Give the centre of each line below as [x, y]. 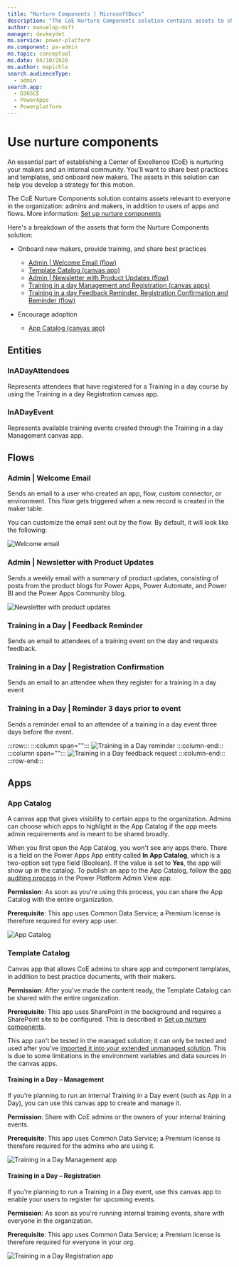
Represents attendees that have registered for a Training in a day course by [118, 386]
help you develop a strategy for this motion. [71, 184]
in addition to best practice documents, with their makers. [92, 976]
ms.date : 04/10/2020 [38, 61]
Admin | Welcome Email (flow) [73, 262]
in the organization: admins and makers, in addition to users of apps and [113, 206]
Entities [25, 350]
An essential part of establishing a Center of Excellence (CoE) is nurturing [116, 162]
